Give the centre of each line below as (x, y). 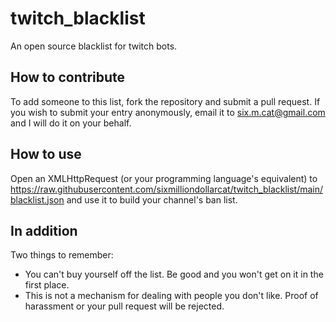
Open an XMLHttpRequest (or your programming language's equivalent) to (164, 178)
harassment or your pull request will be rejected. (124, 306)
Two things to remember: (62, 255)
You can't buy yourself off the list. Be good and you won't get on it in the (174, 274)
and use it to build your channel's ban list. (152, 199)
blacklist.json (37, 199)
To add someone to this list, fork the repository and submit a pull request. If (165, 101)
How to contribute (68, 77)
